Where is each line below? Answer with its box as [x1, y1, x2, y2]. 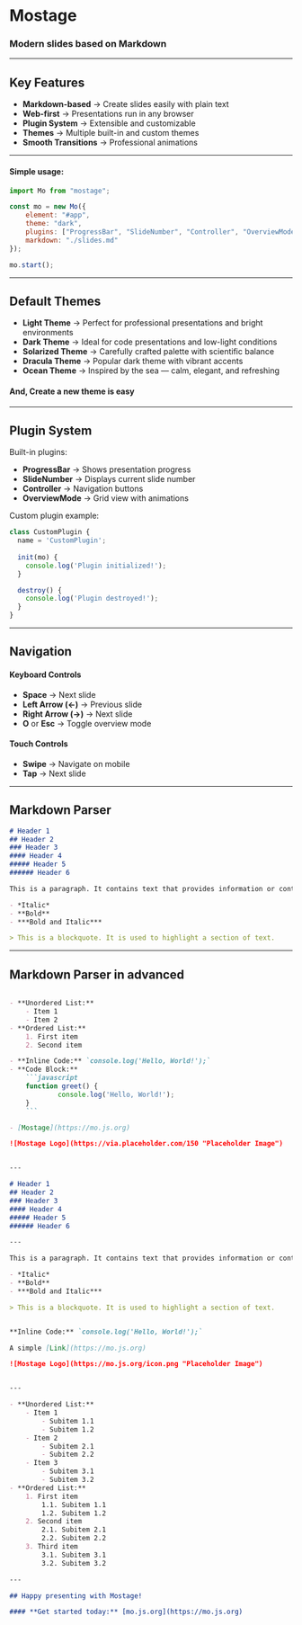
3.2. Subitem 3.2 [41, 1558, 106, 1567]
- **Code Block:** [9, 1065, 78, 1075]
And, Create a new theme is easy [9, 386, 135, 397]
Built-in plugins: [9, 447, 67, 458]
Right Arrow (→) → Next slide [22, 708, 133, 719]
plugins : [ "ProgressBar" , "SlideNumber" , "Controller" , [25, 228, 240, 237]
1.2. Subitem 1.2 [41, 1508, 106, 1518]
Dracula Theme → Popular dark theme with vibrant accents [22, 356, 244, 367]
